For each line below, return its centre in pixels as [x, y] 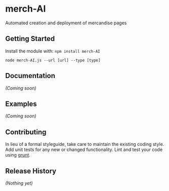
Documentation [30, 76]
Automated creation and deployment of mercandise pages [66, 23]
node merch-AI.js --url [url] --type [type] [53, 60]
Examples [21, 104]
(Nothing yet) [19, 183]
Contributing [26, 132]
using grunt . [18, 155]
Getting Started [30, 39]
